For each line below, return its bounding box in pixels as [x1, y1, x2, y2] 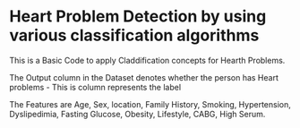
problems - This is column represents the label [9, 81, 182, 92]
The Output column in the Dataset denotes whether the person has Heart [9, 72, 279, 82]
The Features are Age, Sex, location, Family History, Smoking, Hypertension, [9, 98, 291, 109]
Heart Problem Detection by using [9, 6, 267, 27]
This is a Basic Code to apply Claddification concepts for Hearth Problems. [9, 55, 286, 65]
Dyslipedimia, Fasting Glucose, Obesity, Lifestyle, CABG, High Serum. [9, 108, 266, 119]
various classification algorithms [9, 25, 260, 46]
